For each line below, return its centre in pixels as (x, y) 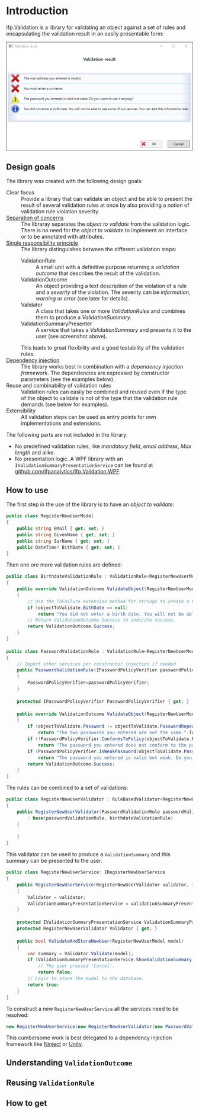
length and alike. (35, 453)
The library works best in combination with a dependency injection (102, 367)
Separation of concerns (35, 218)
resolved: (17, 1015)
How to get (27, 1103)
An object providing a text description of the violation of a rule (111, 286)
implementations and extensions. (61, 423)
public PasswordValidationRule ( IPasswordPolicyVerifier (87, 670)
